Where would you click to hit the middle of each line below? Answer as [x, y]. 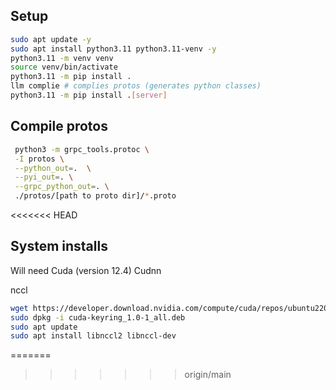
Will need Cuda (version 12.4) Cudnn [86, 270]
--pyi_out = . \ [44, 177]
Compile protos [59, 126]
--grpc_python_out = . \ [62, 187]
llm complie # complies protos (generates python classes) [136, 86]
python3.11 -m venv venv [62, 58]
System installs [59, 246]
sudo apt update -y [51, 39]
